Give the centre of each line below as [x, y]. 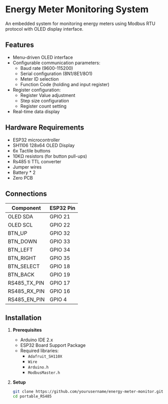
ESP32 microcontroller [36, 140]
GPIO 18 [60, 266]
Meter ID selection [39, 79]
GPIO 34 [60, 250]
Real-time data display [36, 111]
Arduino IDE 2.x [37, 340]
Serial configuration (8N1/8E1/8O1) [56, 73]
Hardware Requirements [45, 128]
